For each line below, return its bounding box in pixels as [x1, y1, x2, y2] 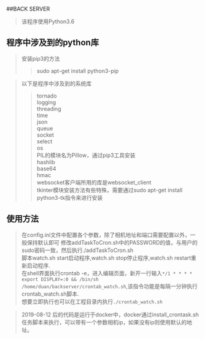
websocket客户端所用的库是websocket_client [36, 178, 152, 186]
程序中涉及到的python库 [6, 37, 99, 48]
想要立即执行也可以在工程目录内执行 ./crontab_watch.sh [21, 297, 163, 305]
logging [36, 98, 56, 106]
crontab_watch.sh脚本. [21, 290, 79, 297]
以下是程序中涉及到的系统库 [21, 80, 92, 87]
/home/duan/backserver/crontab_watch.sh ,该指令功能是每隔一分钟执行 [21, 282, 198, 290]
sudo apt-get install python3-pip [36, 67, 119, 74]
